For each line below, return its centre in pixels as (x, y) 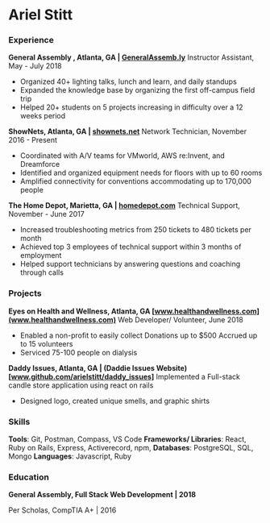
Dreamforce (40, 164)
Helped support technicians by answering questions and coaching (130, 264)
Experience (31, 40)
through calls (42, 272)
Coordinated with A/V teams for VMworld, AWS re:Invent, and (123, 156)
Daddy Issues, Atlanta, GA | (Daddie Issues (82, 367)
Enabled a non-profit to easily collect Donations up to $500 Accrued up (139, 335)
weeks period (43, 116)
